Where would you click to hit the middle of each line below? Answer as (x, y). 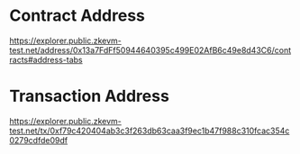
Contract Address (77, 16)
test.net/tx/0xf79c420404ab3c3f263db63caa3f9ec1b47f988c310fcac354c (150, 131)
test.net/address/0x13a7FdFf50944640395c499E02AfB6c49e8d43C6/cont (150, 50)
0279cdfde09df (39, 140)
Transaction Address (89, 96)
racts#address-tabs (46, 59)
